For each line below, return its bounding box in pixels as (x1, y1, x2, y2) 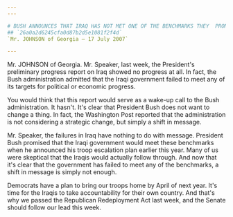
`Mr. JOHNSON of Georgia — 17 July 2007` (7, 35, 129, 42)
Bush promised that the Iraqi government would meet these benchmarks (7, 139, 214, 147)
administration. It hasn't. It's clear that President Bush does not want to (7, 103, 210, 111)
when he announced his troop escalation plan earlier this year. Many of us (7, 146, 218, 154)
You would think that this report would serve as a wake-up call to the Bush (7, 96, 220, 104)
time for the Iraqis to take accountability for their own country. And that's (7, 189, 215, 197)
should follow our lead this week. (7, 203, 102, 211)
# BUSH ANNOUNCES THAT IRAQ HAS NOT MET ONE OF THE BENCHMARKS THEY (7, 22, 209, 30)
